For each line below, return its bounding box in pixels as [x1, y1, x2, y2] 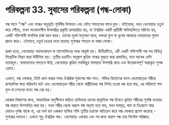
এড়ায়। [5, 65, 16, 71]
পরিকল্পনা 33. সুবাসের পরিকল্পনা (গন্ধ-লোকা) [5, 4, 132, 16]
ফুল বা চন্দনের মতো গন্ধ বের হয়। [5, 86, 53, 92]
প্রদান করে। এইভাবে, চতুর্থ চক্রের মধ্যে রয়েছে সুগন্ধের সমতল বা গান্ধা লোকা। [5, 38, 114, 44]
